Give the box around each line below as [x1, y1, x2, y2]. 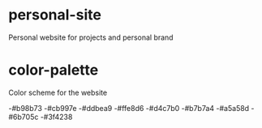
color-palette [8, 61, 99, 79]
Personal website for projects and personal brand [8, 32, 174, 42]
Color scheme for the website [8, 87, 108, 97]
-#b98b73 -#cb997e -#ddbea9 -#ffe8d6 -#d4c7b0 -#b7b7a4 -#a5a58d [8, 103, 250, 113]
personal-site [8, 6, 101, 24]
